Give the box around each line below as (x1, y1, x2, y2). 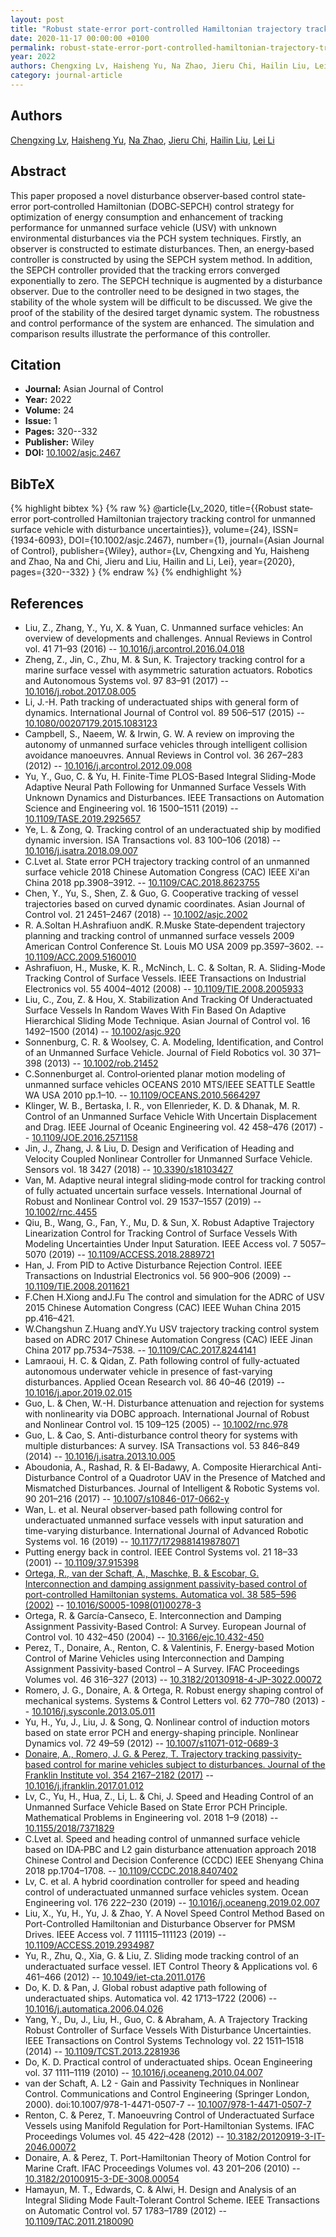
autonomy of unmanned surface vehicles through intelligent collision (24, 738, 308, 750)
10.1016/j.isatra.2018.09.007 (24, 844, 138, 856)
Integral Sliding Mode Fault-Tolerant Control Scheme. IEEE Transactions (24, 2194, 320, 2206)
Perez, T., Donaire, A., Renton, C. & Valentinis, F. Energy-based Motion (24, 1641, 315, 1653)
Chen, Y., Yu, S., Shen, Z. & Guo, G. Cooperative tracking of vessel (24, 887, 299, 899)
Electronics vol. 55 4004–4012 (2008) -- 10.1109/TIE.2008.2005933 (24, 982, 304, 995)
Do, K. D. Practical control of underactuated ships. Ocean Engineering (24, 2056, 313, 2068)
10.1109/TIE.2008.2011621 (24, 1280, 130, 1292)
